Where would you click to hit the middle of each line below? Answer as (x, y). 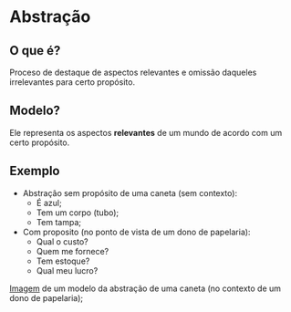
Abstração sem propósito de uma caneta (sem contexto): (130, 192)
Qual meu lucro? (67, 270)
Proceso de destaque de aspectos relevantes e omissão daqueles (133, 72)
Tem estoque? (63, 261)
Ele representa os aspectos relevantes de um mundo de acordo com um (146, 132)
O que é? (35, 51)
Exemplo (35, 171)
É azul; (49, 203)
